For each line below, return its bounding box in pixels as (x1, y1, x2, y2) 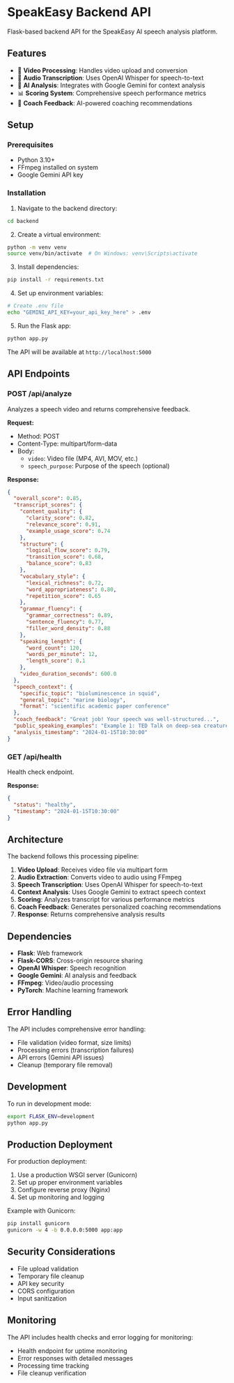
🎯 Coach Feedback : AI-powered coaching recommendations (17, 98, 193, 107)
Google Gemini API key (17, 170, 84, 179)
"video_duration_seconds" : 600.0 (19, 671, 117, 678)
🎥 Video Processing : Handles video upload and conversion (17, 66, 188, 74)
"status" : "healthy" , (13, 801, 77, 808)
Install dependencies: (17, 263, 79, 271)
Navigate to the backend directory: (17, 204, 118, 212)
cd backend (7, 217, 39, 224)
